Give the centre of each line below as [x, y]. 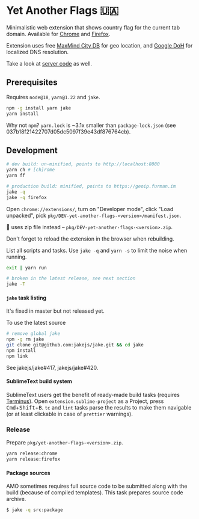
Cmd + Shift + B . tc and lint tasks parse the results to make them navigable [99, 407]
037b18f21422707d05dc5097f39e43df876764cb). [69, 131]
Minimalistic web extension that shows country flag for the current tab [93, 27]
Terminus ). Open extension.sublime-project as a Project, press [85, 401]
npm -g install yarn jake [38, 108]
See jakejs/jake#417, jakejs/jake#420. [52, 367]
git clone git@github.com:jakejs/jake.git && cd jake [75, 345]
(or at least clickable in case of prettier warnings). [70, 414]
